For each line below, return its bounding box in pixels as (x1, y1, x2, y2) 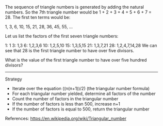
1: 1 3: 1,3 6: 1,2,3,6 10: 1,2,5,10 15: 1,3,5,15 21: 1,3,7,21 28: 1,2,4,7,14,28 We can (5, 43, 157, 48)
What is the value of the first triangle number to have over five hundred (5, 57, 147, 63)
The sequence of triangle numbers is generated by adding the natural (5, 4, 144, 10)
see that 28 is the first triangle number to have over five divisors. (5, 48, 134, 53)
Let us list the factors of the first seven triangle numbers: (5, 33, 119, 39)
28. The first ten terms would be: (5, 15, 71, 20)
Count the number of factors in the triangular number (12, 96, 119, 101)
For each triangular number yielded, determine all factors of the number (12, 91, 156, 96)
